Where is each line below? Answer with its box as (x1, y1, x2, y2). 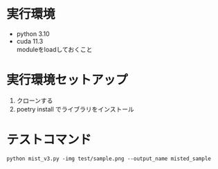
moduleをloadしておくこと (16, 45, 93, 53)
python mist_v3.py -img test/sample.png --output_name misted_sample (6, 155, 212, 162)
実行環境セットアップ (6, 72, 129, 88)
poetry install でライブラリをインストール (16, 105, 134, 113)
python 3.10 (16, 29, 50, 38)
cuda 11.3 (16, 37, 44, 45)
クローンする (16, 96, 53, 105)
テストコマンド (6, 132, 92, 148)
